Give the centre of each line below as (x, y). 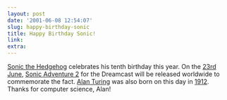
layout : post (26, 14)
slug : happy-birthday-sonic (49, 27)
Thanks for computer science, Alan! (59, 89)
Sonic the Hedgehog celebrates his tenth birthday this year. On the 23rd (112, 67)
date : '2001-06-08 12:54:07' (50, 20)
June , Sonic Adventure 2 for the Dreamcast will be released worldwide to (114, 74)
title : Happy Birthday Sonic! (52, 33)
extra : (17, 46)
